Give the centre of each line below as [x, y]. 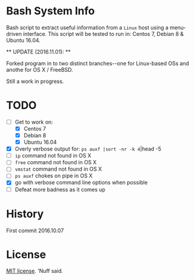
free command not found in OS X [56, 162]
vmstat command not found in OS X [58, 169]
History [25, 214]
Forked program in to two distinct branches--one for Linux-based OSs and [98, 63]
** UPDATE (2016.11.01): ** [38, 51]
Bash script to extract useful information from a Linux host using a [87, 27]
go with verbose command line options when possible [81, 183]
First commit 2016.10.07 [35, 230]
